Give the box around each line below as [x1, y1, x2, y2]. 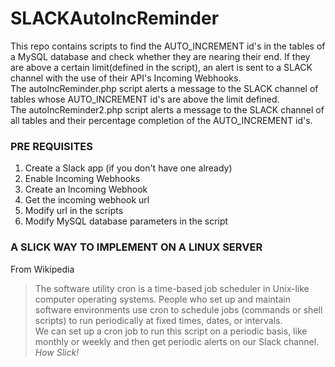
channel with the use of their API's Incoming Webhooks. [10, 72, 242, 84]
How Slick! [34, 346, 80, 358]
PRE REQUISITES [10, 139, 93, 153]
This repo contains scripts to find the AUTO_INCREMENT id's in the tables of [10, 40, 326, 52]
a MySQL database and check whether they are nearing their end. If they [10, 50, 311, 62]
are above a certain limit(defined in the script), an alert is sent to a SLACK [10, 61, 313, 73]
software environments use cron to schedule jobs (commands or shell [34, 303, 323, 316]
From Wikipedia [10, 263, 75, 275]
